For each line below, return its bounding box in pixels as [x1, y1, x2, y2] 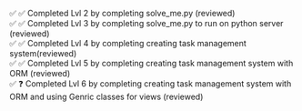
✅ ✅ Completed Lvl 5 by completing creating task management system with [9, 58, 294, 68]
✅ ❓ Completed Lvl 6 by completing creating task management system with [9, 78, 292, 89]
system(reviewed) [9, 48, 77, 58]
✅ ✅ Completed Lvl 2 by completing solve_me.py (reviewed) [9, 8, 236, 18]
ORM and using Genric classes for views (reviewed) [9, 91, 204, 102]
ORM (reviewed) [9, 68, 71, 78]
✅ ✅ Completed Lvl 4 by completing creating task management [9, 38, 247, 48]
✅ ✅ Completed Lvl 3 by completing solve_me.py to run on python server [9, 18, 284, 28]
